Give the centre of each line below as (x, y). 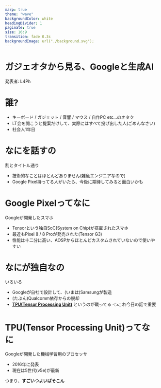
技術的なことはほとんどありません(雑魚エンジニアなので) (69, 175)
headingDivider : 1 (24, 23)
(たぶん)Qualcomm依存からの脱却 (46, 298)
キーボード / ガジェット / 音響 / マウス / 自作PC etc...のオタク (73, 117)
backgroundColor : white (29, 18)
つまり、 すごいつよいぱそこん (35, 381)
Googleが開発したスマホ (29, 218)
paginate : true (20, 28)
